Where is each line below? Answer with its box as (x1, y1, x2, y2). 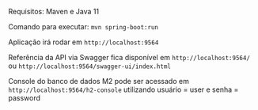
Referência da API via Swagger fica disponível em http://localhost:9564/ (8, 53, 251, 62)
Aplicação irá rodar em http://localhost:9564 (8, 37, 159, 47)
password (8, 93, 41, 102)
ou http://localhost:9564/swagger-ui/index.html (8, 61, 172, 70)
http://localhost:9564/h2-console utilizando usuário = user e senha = (8, 85, 239, 94)
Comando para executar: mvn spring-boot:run (8, 22, 158, 31)
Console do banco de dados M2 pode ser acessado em (8, 77, 190, 85)
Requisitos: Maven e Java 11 (8, 7, 100, 16)
